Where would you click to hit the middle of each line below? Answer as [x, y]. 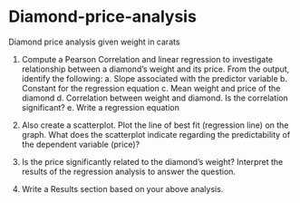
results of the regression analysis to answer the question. [129, 171]
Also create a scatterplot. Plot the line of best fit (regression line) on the [155, 125]
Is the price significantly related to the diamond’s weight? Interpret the [152, 161]
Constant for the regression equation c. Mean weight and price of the [151, 88]
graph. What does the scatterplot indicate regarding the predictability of [156, 134]
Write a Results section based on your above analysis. [122, 188]
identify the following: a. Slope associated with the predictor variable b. [154, 78]
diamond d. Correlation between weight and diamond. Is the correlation [155, 98]
